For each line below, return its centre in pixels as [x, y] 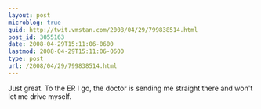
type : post [26, 59]
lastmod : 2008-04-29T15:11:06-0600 [66, 51]
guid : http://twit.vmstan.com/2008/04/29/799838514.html [103, 30]
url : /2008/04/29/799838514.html [63, 66]
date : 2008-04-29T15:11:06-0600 [61, 44]
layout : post [29, 15]
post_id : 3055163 [36, 37]
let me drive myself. [40, 96]
